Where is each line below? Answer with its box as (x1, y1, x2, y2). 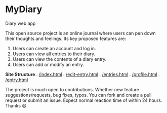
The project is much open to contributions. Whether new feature (5, 86, 139, 92)
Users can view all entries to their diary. (12, 51, 96, 57)
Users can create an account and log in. (12, 45, 96, 51)
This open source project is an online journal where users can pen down (5, 30, 156, 36)
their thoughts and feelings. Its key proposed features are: (5, 35, 127, 42)
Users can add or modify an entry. (12, 61, 85, 67)
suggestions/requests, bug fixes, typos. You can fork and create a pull (5, 92, 152, 98)
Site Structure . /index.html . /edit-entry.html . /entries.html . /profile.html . (5, 71, 160, 77)
